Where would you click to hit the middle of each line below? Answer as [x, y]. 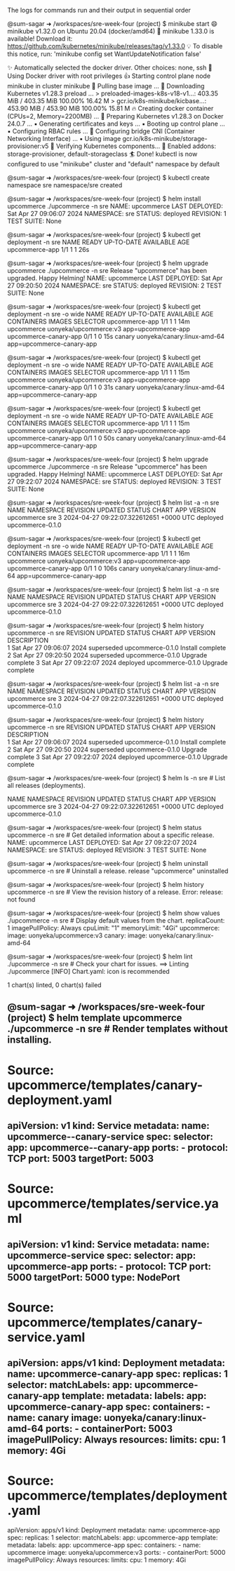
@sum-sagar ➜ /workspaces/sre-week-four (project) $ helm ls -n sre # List [116, 778]
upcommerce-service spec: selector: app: [102, 1255]
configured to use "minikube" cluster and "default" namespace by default [114, 164]
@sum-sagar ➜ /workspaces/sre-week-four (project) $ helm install [104, 199]
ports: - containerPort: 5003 [109, 1429]
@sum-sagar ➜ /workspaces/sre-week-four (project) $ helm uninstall [108, 863]
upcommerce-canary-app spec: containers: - [109, 1407]
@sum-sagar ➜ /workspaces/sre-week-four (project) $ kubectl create [109, 178]
